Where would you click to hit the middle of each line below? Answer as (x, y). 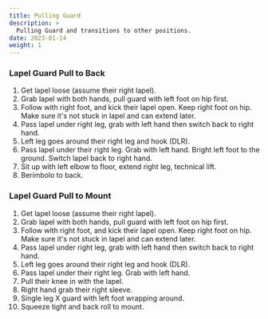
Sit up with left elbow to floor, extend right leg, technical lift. (118, 167)
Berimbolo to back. (51, 175)
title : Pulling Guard (45, 16)
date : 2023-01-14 (38, 38)
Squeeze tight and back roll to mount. (82, 306)
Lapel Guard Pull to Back (57, 73)
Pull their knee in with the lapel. (72, 281)
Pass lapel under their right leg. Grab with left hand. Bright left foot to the (140, 150)
